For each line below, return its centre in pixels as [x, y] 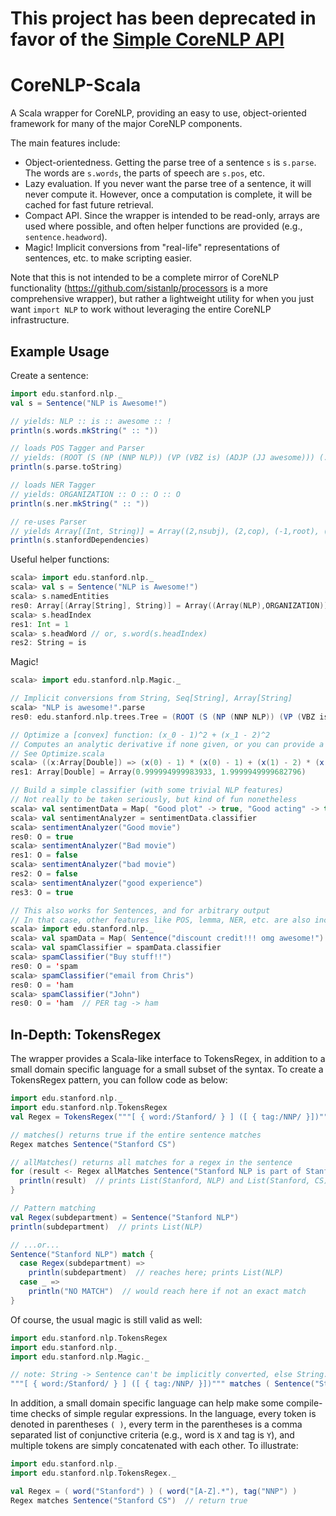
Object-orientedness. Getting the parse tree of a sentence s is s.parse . [170, 163]
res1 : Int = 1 [40, 624]
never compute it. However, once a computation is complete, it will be [168, 194]
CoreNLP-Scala [76, 85]
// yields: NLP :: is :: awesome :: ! [91, 421]
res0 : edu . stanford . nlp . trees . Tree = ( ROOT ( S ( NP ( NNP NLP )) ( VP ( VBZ [163, 717]
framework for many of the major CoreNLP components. [126, 124]
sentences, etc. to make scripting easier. [108, 258]
